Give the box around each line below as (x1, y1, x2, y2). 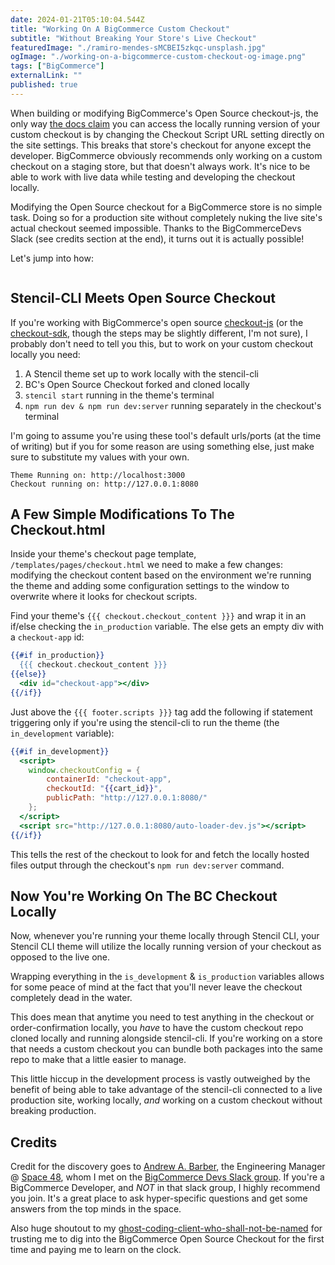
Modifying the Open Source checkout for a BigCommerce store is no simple (10, 201, 323, 213)
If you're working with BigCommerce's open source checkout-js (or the (10, 316, 304, 328)
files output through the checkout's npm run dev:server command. (10, 859, 285, 871)
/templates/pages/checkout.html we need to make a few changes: (10, 559, 283, 571)
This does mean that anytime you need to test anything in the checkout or (10, 1011, 315, 1023)
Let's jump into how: (10, 252, 94, 264)
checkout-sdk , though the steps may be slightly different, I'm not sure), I (10, 327, 308, 339)
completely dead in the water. (10, 992, 133, 1004)
